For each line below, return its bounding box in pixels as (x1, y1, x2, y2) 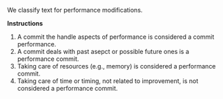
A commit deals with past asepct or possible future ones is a (17, 48, 190, 55)
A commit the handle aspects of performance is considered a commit (17, 33, 215, 41)
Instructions (7, 19, 43, 27)
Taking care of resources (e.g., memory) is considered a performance (17, 62, 216, 70)
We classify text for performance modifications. (7, 6, 143, 14)
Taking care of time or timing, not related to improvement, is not (17, 77, 199, 85)
